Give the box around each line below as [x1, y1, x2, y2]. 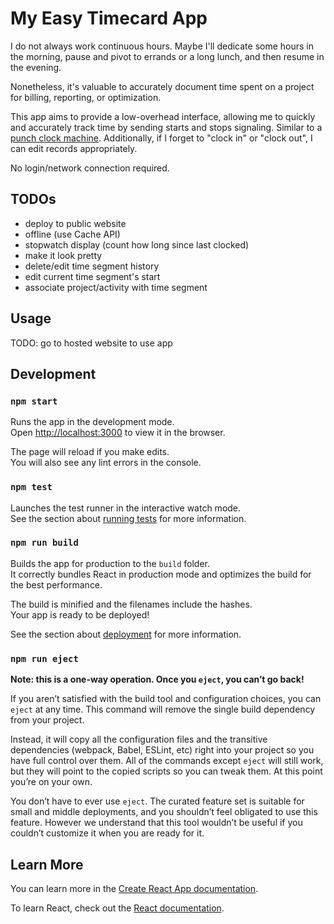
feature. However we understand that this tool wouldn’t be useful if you [10, 817, 303, 829]
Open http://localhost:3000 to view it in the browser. [10, 427, 226, 439]
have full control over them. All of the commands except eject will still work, [10, 755, 324, 767]
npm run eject [10, 653, 79, 664]
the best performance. [10, 578, 103, 591]
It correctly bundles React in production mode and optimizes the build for [10, 568, 312, 580]
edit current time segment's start [24, 270, 161, 282]
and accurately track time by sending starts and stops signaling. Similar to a [10, 121, 323, 133]
